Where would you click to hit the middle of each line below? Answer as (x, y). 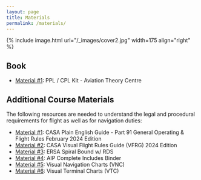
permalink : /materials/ (36, 23)
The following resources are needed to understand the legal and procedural (101, 114)
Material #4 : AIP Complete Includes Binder (68, 158)
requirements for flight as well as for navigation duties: (74, 121)
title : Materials (28, 18)
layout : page (23, 12)
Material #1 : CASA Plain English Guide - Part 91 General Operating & (100, 132)
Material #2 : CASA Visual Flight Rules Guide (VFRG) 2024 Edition (96, 145)
